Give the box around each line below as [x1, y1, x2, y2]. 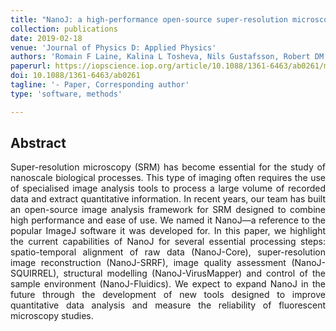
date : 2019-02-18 [10, 33, 83, 43]
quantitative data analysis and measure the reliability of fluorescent [10, 299, 326, 311]
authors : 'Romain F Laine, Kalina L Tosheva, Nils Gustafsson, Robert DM [10, 52, 325, 62]
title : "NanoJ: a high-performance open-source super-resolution [10, 14, 288, 25]
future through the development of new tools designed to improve [10, 289, 326, 301]
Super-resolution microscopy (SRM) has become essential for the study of [10, 161, 326, 173]
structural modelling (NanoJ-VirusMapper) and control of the [63, 267, 326, 280]
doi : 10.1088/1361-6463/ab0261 [10, 71, 141, 81]
